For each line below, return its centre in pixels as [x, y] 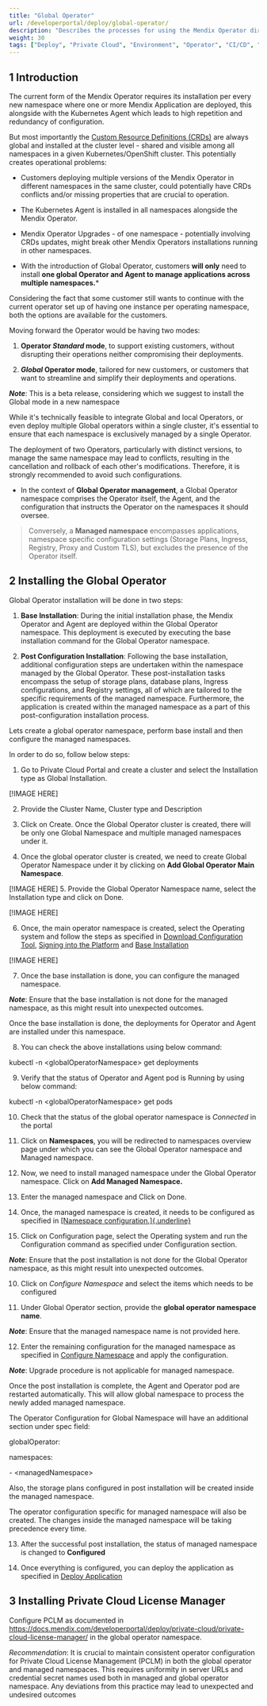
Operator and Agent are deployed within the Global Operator [119, 624]
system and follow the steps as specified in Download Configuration [132, 936]
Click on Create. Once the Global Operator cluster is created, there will [135, 824]
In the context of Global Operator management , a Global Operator [129, 490]
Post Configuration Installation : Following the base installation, [124, 656]
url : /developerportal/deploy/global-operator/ [89, 23]
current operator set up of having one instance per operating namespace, [129, 306]
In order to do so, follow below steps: [69, 754]
